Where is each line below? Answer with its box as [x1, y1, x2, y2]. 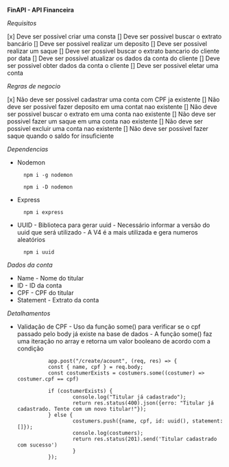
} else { [47, 411, 73, 418]
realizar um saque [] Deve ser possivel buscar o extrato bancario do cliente [7, 47, 219, 55]
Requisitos [7, 19, 37, 27]
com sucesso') [16, 442, 58, 448]
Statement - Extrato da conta [16, 296, 99, 304]
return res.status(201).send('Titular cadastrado [72, 435, 217, 442]
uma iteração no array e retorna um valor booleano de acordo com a [16, 337, 210, 345]
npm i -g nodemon [23, 171, 73, 178]
